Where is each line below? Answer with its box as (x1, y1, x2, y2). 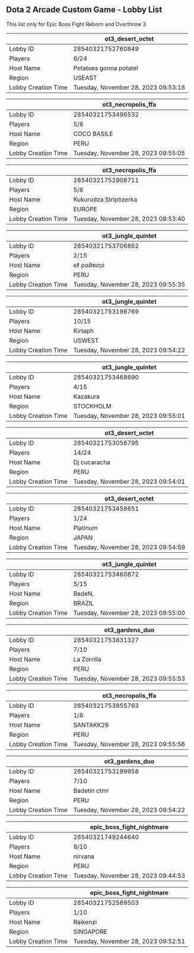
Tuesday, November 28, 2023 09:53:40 (73, 214, 186, 223)
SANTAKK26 (73, 721, 109, 729)
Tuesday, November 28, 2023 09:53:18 (73, 83, 186, 91)
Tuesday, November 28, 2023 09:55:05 (73, 148, 186, 157)
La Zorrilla (73, 655, 102, 663)
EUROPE (73, 205, 98, 213)
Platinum (73, 524, 98, 532)
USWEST (73, 336, 99, 344)
